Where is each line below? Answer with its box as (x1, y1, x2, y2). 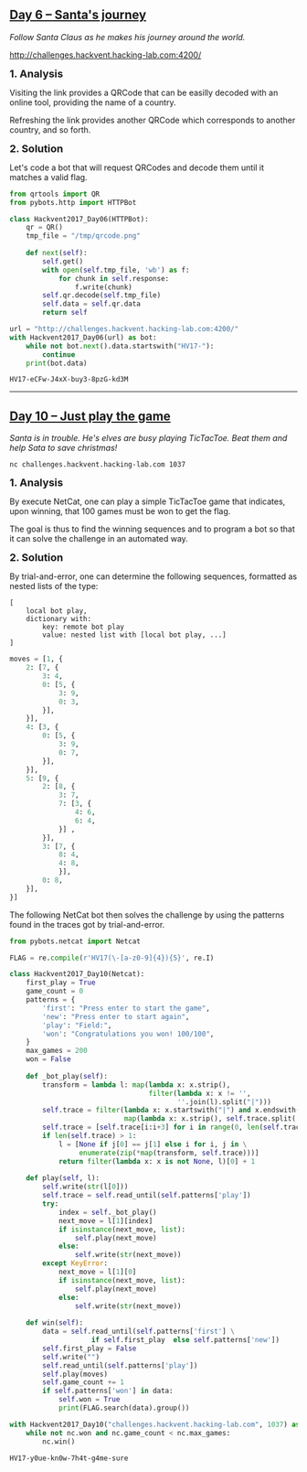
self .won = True (58, 1395, 121, 1404)
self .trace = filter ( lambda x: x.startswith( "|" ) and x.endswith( (42, 1106, 301, 1115)
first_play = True (26, 978, 96, 987)
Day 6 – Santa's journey (9, 7, 147, 23)
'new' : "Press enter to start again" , (42, 1012, 190, 1021)
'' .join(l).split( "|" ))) (176, 1097, 272, 1106)
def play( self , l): (26, 1174, 101, 1183)
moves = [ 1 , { (9, 654, 64, 664)
